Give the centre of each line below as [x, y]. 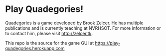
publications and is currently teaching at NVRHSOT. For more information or [83, 28]
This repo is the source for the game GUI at [50, 43]
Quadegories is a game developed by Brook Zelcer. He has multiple [74, 23]
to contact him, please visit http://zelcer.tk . [49, 33]
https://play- [108, 43]
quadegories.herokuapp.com [35, 48]
